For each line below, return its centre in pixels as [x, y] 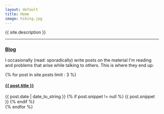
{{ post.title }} [20, 86]
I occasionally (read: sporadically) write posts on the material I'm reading [78, 60]
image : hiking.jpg [24, 18]
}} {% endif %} [20, 101]
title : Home [17, 14]
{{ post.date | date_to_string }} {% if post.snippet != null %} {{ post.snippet [80, 96]
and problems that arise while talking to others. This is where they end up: [80, 65]
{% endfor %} [19, 107]
